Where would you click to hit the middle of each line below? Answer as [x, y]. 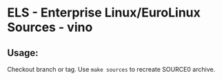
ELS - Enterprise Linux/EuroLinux [104, 13]
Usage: [23, 53]
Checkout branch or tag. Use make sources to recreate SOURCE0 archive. [111, 69]
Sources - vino [50, 27]
